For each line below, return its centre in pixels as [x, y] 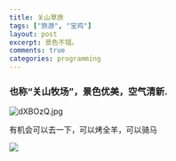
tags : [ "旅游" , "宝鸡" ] [50, 26]
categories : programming [55, 59]
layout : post [33, 34]
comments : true [37, 51]
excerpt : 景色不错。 [44, 42]
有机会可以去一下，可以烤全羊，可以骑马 [83, 130]
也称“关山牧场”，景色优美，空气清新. [88, 92]
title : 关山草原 [36, 17]
